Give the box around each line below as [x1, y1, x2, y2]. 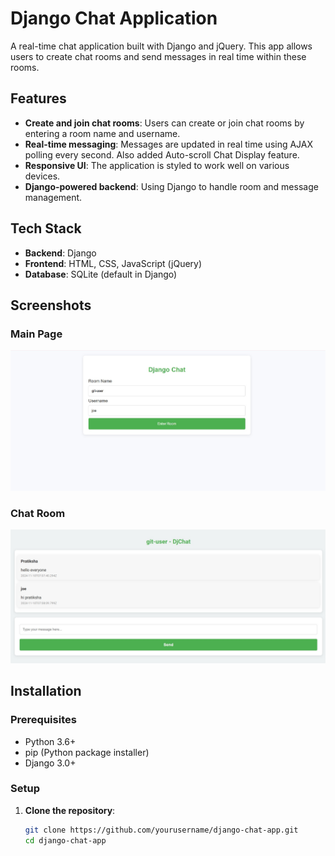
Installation [10, 683, 82, 700]
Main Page [10, 327, 63, 341]
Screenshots [10, 297, 92, 314]
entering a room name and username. [24, 127, 181, 139]
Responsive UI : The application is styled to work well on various [24, 159, 290, 171]
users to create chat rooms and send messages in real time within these [10, 50, 307, 62]
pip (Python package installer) [24, 746, 150, 758]
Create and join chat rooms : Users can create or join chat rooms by [24, 117, 305, 129]
